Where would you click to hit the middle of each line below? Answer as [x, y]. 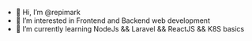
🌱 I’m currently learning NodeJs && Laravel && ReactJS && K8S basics [130, 29]
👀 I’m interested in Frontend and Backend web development [113, 20]
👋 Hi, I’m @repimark [48, 12]
